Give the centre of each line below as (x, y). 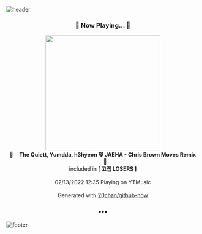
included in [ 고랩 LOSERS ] (103, 169)
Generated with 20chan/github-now (103, 195)
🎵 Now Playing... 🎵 (103, 25)
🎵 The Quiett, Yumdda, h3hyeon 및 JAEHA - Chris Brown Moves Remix (103, 155)
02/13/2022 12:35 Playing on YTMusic (103, 182)
